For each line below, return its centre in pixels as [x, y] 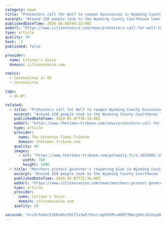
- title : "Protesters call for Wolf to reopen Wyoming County [75, 110]
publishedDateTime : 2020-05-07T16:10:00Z [57, 119]
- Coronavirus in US [31, 78]
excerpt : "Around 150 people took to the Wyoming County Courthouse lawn [83, 19]
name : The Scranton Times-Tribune [54, 137]
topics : [13, 74]
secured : [14, 215]
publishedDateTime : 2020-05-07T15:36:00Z [57, 178]
